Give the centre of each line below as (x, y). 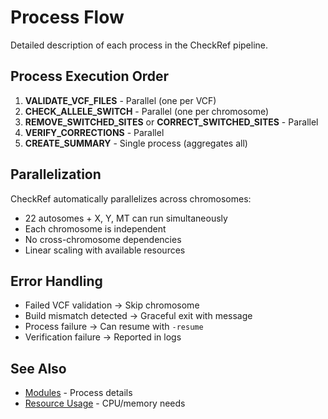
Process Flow (67, 17)
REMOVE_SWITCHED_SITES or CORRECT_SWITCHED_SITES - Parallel (171, 122)
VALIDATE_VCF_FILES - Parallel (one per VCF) (120, 100)
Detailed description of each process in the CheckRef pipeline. (139, 45)
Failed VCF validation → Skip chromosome (112, 305)
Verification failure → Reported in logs (103, 337)
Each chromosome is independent (95, 228)
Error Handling (56, 281)
